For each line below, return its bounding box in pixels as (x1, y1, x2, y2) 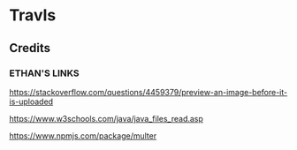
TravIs (9, 5, 57, 26)
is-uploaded (9, 96, 54, 107)
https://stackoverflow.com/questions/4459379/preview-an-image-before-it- (9, 86, 288, 97)
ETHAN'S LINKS (9, 67, 80, 79)
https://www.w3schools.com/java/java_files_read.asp (9, 113, 203, 124)
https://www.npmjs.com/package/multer (9, 130, 157, 141)
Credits (9, 41, 51, 56)
